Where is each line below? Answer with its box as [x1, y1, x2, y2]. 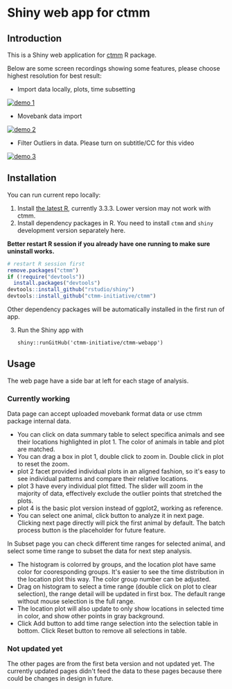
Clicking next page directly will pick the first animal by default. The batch [17, 518, 226, 527]
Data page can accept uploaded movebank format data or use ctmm [7, 410, 203, 418]
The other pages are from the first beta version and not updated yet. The [7, 660, 215, 668]
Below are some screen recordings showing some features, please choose [7, 64, 220, 72]
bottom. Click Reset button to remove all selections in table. [17, 627, 187, 635]
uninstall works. [7, 247, 55, 255]
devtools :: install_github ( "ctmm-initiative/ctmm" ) [7, 293, 157, 299]
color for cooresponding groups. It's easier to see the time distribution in [17, 568, 225, 576]
